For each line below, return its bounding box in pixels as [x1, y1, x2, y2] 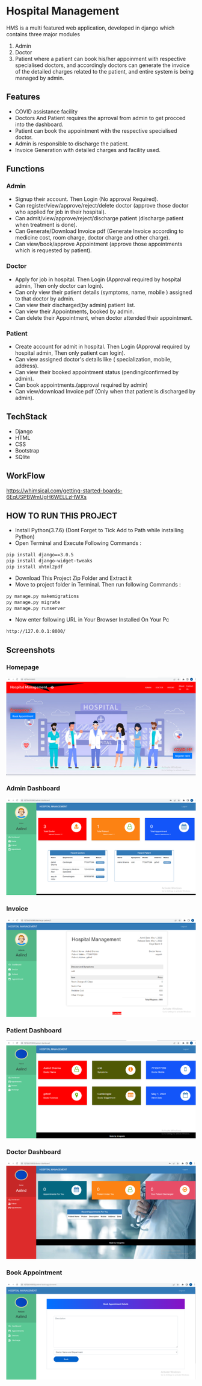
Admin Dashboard [6, 784, 60, 793]
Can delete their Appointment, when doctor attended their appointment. [14, 314, 193, 321]
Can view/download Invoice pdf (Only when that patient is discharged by [14, 388, 195, 395]
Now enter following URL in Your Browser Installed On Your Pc [14, 616, 170, 623]
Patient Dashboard [6, 1026, 62, 1034]
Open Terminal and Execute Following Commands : [14, 539, 142, 547]
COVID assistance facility [14, 107, 78, 115]
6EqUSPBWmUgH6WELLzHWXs [6, 493, 87, 500]
